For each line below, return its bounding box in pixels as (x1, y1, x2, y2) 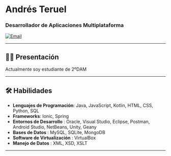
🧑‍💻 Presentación (5, 52, 60, 61)
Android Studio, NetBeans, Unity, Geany (12, 124, 97, 130)
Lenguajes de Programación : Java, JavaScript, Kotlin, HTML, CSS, (12, 103, 154, 109)
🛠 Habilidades (5, 86, 52, 95)
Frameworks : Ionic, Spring (12, 113, 69, 119)
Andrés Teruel (5, 4, 67, 15)
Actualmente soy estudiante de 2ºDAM (5, 66, 87, 72)
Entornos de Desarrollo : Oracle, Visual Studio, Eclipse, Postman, (12, 118, 150, 125)
